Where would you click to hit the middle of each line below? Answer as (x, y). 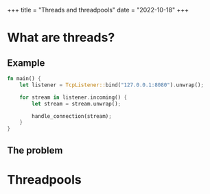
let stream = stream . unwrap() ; (77, 104)
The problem (35, 150)
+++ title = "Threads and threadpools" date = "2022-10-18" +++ (98, 10)
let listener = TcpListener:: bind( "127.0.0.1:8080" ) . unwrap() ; (112, 85)
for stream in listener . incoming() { (73, 97)
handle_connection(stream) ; (72, 116)
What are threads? (61, 38)
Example (26, 63)
